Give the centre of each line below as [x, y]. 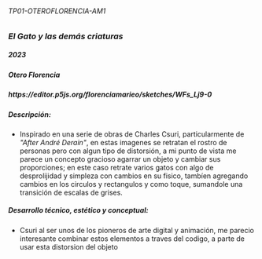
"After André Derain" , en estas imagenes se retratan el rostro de [123, 142]
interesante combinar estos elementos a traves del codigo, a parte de [132, 239]
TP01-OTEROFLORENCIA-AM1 [57, 11]
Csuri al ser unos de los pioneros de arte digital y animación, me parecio [137, 230]
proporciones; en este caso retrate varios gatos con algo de [116, 167]
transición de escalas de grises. [71, 192]
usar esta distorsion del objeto [68, 246]
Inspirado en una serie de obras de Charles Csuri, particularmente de [132, 134]
